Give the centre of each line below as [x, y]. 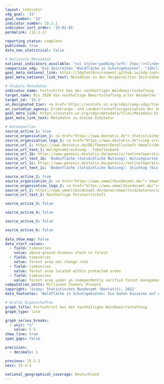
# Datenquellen [20, 127]
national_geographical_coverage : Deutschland [52, 374]
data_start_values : [25, 244]
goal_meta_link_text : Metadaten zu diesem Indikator [60, 118]
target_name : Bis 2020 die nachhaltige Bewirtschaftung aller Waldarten [81, 95]
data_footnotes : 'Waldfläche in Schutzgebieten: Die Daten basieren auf [81, 294]
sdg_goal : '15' [20, 14]
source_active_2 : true [28, 177]
